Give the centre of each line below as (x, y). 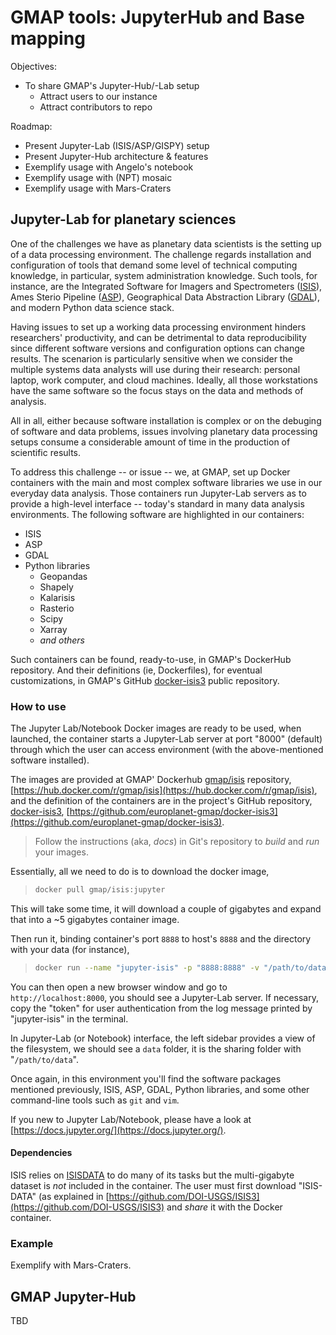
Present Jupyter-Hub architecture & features (116, 156)
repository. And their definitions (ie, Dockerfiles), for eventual (136, 670)
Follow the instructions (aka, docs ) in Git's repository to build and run (177, 842)
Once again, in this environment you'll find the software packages (146, 1078)
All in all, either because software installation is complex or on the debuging (166, 420)
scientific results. (46, 452)
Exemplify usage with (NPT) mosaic (98, 177)
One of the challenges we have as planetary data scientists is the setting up (166, 243)
